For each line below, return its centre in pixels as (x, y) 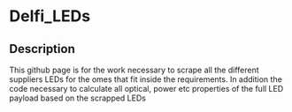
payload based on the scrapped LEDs (77, 98)
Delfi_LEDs (50, 16)
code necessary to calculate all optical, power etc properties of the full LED (146, 89)
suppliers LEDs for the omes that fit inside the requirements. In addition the (146, 79)
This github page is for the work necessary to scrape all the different (134, 70)
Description (42, 49)
